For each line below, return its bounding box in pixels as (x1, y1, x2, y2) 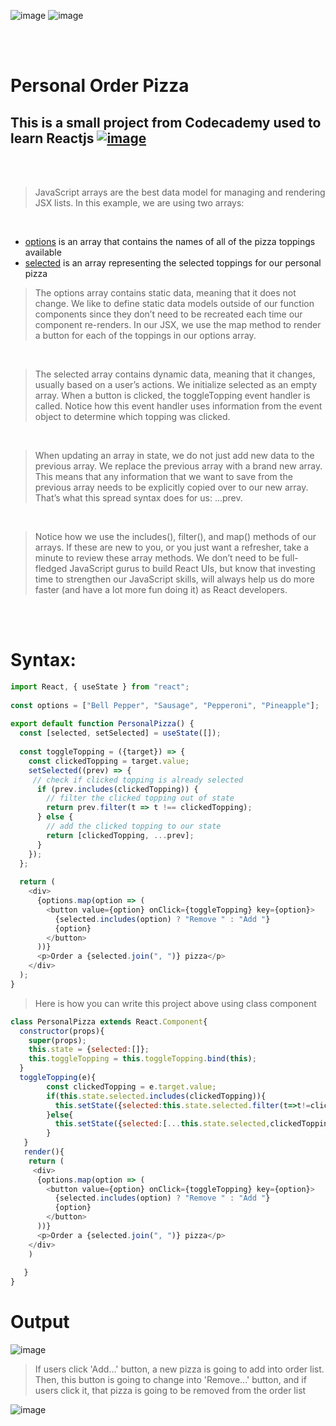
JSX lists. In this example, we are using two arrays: (34, 197, 245, 209)
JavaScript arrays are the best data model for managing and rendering (34, 186, 326, 198)
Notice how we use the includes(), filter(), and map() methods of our (34, 531, 317, 542)
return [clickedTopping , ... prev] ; (46, 830, 195, 840)
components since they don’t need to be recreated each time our (34, 308, 303, 320)
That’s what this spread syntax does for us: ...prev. (34, 492, 243, 504)
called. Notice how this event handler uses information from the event (34, 400, 323, 412)
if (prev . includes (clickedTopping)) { (36, 784, 199, 794)
